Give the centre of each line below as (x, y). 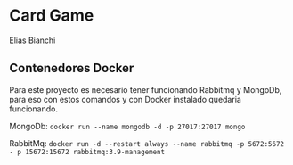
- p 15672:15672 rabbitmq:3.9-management (87, 152)
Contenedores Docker (72, 68)
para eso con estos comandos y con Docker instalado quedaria (126, 99)
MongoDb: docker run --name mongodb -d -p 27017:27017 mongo (127, 126)
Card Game (52, 16)
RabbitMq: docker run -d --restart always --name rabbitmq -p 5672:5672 (147, 143)
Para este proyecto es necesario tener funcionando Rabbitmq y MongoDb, (146, 89)
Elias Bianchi (33, 40)
